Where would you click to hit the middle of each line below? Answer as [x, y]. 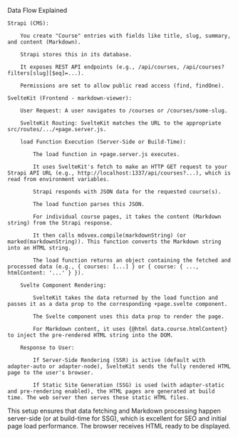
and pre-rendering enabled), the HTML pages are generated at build [111, 391]
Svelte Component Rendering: [63, 285]
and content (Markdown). [44, 42]
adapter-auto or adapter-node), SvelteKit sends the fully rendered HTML [119, 366]
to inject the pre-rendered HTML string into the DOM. [90, 335]
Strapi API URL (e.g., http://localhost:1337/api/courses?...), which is [119, 173]
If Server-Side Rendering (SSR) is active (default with [119, 360]
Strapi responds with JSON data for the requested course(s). [127, 192]
